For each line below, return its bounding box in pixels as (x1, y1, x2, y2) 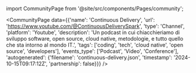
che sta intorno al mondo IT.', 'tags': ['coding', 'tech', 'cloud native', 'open (6, 41, 184, 48)
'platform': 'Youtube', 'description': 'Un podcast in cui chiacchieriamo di (6, 29, 180, 36)
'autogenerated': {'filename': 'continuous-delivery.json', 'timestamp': (6, 54, 172, 61)
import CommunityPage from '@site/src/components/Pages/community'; (6, 5, 184, 12)
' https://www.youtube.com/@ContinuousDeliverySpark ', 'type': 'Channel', (6, 23, 185, 29)
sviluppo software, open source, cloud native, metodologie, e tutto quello (6, 35, 184, 42)
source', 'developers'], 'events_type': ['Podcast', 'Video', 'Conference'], (6, 48, 179, 55)
